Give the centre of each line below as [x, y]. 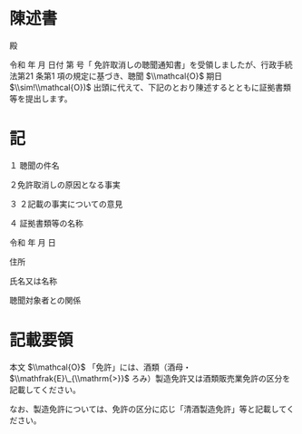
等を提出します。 [41, 98]
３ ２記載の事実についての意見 [66, 204]
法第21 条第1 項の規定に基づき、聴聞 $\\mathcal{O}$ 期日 [116, 76]
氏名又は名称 [33, 281]
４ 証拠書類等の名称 [46, 223]
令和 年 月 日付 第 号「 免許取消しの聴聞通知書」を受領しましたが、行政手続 [151, 64]
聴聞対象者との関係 [45, 300]
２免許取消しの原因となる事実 [65, 184]
